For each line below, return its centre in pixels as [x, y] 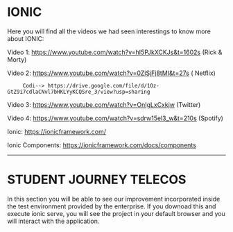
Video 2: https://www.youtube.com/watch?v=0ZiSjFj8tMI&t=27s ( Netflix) [112, 73]
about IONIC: [26, 38]
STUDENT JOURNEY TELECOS [97, 180]
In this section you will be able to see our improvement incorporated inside [114, 199]
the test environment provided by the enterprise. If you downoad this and [112, 206]
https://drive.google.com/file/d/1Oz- [103, 85]
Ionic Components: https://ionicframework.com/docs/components [102, 145]
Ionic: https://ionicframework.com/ [57, 131]
